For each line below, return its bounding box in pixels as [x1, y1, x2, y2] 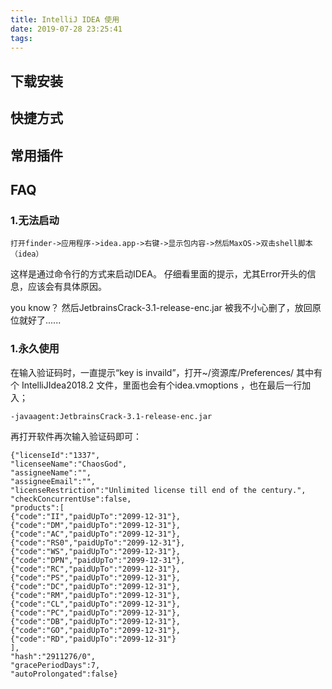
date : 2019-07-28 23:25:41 [10, 24, 123, 34]
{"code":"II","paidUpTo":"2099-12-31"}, [10, 511, 182, 521]
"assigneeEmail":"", [10, 476, 97, 486]
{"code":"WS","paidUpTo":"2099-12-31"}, [10, 546, 182, 556]
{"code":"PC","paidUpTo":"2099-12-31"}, [10, 607, 182, 618]
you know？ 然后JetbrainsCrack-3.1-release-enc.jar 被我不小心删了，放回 [10, 302, 313, 314]
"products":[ [10, 502, 65, 513]
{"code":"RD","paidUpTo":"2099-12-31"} [10, 634, 177, 644]
